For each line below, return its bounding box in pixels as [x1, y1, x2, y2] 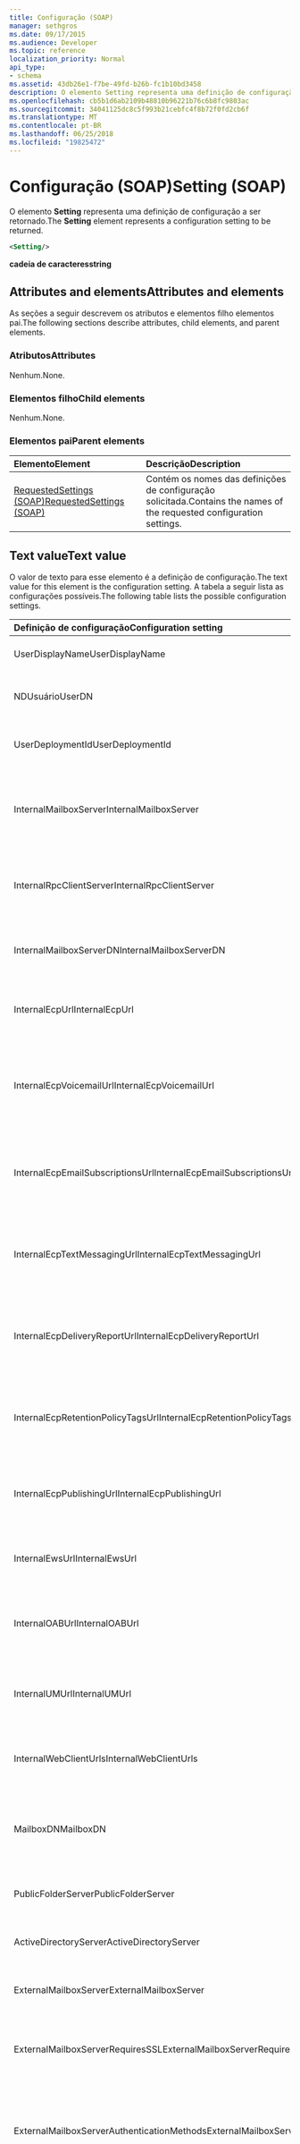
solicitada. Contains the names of [146, 496, 284, 508]
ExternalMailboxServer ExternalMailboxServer [13, 1984, 205, 1996]
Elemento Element [13, 458, 91, 470]
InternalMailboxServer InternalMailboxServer [13, 803, 199, 816]
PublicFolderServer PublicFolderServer [13, 1888, 175, 1901]
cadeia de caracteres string [9, 258, 112, 269]
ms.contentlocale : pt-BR [9, 122, 102, 131]
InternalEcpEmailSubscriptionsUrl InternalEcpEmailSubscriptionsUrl [13, 1166, 295, 1179]
